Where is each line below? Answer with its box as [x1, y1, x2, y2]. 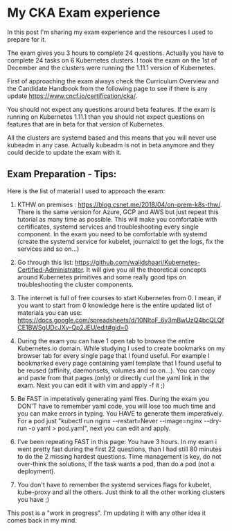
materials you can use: [17, 308, 82, 317]
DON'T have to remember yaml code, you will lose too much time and [17, 402, 216, 410]
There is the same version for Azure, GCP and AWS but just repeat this [17, 207, 220, 216]
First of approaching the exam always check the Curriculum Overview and [7, 76, 220, 85]
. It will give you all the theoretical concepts [82, 265, 206, 274]
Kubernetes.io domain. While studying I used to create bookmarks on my [17, 344, 225, 352]
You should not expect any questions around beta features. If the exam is [7, 105, 216, 113]
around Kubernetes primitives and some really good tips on [17, 272, 187, 281]
